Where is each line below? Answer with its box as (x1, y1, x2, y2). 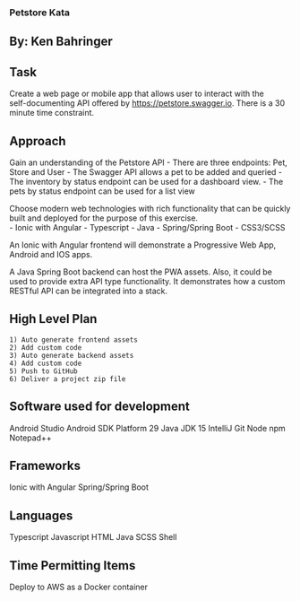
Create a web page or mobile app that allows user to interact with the (9, 88, 264, 100)
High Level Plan (9, 311, 98, 327)
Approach (9, 133, 66, 149)
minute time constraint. (9, 108, 95, 118)
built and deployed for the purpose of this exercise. (9, 213, 199, 223)
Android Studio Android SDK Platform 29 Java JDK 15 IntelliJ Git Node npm (9, 422, 287, 433)
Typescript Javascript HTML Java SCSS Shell (9, 532, 177, 543)
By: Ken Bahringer (9, 34, 114, 49)
